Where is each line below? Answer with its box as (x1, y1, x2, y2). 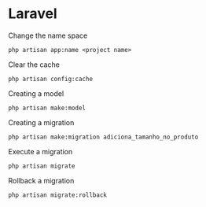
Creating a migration (8, 117, 75, 127)
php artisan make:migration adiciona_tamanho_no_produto (8, 133, 199, 141)
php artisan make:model (8, 104, 86, 112)
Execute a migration (8, 146, 73, 156)
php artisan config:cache (8, 75, 93, 83)
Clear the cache (8, 60, 61, 69)
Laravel (8, 5, 57, 23)
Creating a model (8, 88, 64, 98)
